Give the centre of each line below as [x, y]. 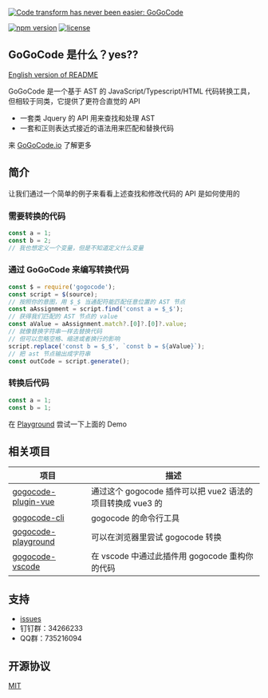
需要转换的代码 [37, 216]
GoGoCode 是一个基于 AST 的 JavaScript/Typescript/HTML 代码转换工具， [131, 91]
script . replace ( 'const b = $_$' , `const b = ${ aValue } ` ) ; [106, 346]
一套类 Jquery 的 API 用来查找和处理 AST [87, 118]
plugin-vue [33, 502]
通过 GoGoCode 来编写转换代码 [69, 270]
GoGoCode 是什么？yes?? [73, 55]
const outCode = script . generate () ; [69, 361]
